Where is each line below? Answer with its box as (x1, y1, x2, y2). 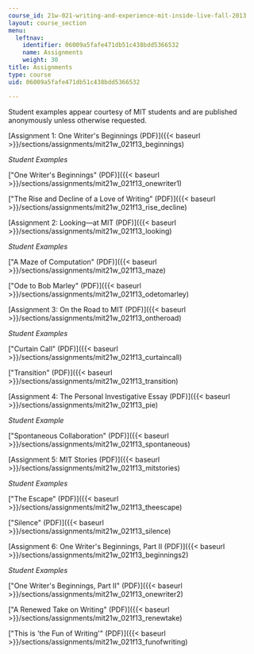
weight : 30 (22, 56, 59, 64)
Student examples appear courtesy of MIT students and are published (8, 106, 237, 116)
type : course (8, 71, 52, 79)
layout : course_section (8, 19, 87, 27)
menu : (8, 26, 26, 34)
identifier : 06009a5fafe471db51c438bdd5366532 (22, 41, 179, 49)
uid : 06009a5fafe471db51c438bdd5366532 (8, 78, 140, 86)
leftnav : (15, 33, 44, 42)
